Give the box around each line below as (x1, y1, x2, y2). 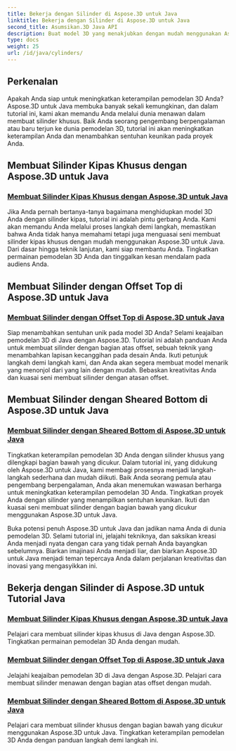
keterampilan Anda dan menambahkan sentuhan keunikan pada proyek (7, 132, 213, 140)
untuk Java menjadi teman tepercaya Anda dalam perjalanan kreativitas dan (7, 554, 227, 562)
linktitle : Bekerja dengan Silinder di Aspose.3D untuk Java (7, 17, 190, 24)
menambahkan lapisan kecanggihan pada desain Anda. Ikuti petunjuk (7, 351, 209, 360)
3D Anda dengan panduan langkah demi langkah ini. (7, 736, 159, 745)
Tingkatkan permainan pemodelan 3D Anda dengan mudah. (7, 638, 181, 646)
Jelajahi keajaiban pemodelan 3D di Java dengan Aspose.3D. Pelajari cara (7, 671, 222, 679)
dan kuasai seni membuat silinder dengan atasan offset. (7, 374, 169, 382)
